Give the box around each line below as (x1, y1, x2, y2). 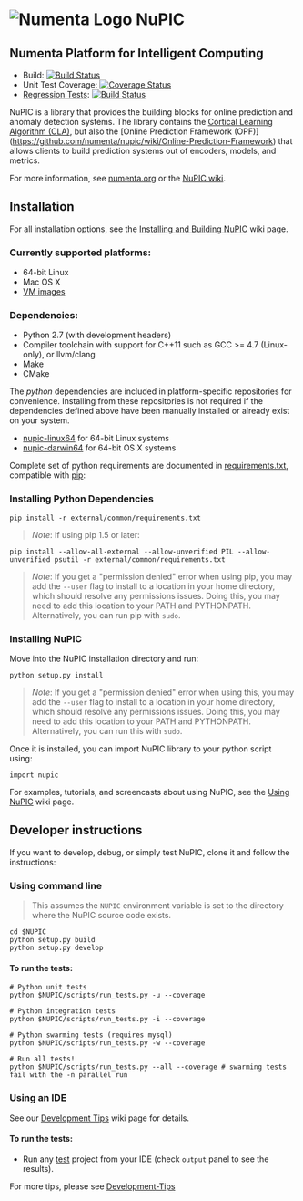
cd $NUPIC (9, 927, 47, 937)
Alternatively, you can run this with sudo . (31, 726, 183, 736)
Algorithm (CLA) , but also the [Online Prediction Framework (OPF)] (9, 126, 259, 137)
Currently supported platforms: (9, 246, 152, 259)
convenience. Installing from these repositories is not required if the (9, 396, 264, 407)
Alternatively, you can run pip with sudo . (31, 609, 181, 620)
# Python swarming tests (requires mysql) (9, 1030, 173, 1040)
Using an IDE (9, 1092, 66, 1104)
